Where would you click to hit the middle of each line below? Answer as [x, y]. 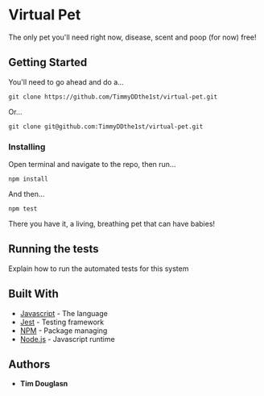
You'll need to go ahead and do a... [66, 81]
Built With [33, 294]
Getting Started [48, 63]
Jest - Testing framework [62, 322]
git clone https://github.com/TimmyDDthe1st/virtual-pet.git [113, 97]
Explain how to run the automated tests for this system [99, 269]
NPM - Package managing [64, 330]
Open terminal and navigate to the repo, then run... [92, 165]
